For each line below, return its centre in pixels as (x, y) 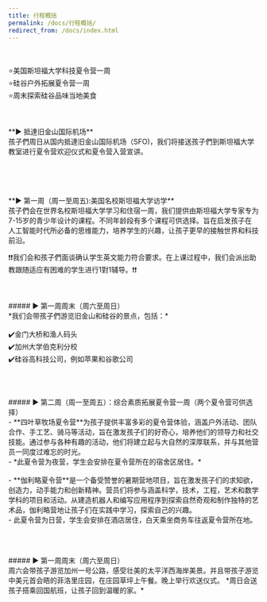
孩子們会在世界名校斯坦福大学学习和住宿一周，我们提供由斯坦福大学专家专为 (133, 210)
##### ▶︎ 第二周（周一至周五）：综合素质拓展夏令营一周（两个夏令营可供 (127, 403)
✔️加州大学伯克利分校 (43, 347)
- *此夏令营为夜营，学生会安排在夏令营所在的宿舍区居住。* (105, 462)
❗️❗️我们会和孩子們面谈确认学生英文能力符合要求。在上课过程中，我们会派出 (129, 257)
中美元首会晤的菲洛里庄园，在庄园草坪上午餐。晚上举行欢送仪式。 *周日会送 (133, 581)
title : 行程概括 (33, 15)
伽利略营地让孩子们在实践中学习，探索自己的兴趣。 (112, 510)
